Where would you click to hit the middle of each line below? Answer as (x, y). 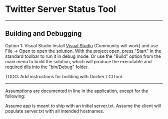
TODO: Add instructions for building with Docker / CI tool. (64, 76)
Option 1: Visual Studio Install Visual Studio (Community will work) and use (82, 45)
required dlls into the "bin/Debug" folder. (47, 67)
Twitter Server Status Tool (61, 9)
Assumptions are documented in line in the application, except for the (77, 91)
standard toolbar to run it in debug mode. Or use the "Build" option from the (83, 56)
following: (15, 96)
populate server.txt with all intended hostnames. (55, 111)
